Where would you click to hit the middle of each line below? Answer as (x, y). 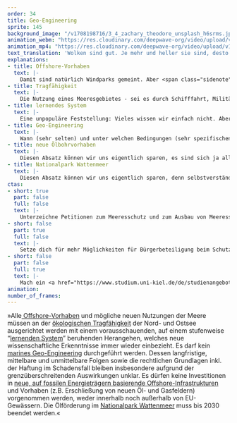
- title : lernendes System (47, 106)
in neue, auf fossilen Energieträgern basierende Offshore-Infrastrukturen (113, 383)
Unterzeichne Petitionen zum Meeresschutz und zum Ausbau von (113, 217)
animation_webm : (31, 40)
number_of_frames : (34, 296)
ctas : (15, 184)
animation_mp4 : (30, 47)
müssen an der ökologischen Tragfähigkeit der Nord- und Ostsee (102, 323)
